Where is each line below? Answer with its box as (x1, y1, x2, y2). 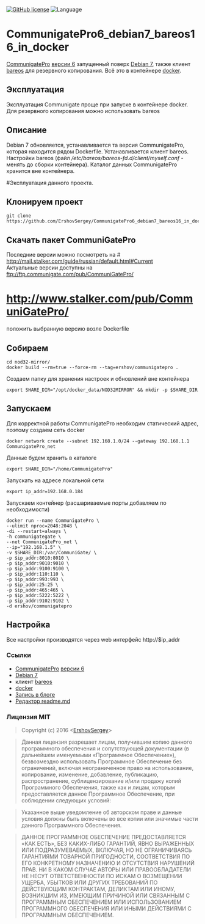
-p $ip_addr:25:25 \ (6, 581, 59, 588)
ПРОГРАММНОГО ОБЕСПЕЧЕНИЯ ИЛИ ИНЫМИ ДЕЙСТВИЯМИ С (21, 905, 192, 912)
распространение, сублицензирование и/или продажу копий (21, 777, 182, 785)
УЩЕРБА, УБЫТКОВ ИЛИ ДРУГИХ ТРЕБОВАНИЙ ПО (21, 879, 158, 886)
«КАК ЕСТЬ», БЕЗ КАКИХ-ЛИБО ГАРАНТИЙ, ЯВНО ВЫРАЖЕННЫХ (21, 840, 195, 848)
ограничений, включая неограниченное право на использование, (21, 765, 194, 772)
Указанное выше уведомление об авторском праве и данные (21, 809, 182, 816)
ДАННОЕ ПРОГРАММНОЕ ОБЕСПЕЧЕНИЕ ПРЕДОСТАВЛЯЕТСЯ (21, 834, 186, 841)
